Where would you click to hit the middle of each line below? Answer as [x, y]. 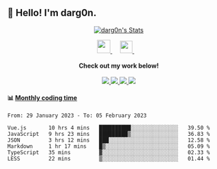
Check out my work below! [119, 65]
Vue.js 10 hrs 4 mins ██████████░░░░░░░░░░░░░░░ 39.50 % [109, 128]
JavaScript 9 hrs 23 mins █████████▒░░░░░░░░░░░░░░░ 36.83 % [109, 134]
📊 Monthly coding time [42, 98]
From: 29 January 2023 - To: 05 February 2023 [77, 116]
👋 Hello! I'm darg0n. [52, 13]
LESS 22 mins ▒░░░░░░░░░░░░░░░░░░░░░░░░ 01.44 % [109, 159]
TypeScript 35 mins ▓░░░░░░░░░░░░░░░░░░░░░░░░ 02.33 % [109, 153]
